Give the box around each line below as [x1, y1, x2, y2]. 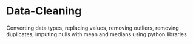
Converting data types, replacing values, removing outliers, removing [6, 24, 179, 31]
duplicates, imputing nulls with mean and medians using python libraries [6, 30, 187, 37]
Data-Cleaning [6, 4, 82, 18]
